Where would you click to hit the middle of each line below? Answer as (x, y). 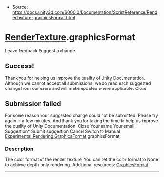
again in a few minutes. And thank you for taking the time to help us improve (82, 121)
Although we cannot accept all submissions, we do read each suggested (78, 83)
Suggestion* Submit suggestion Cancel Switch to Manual (62, 131)
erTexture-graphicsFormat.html (43, 17)
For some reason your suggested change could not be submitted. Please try (82, 115)
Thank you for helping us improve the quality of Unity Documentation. (75, 78)
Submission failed (33, 104)
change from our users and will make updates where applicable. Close (76, 88)
